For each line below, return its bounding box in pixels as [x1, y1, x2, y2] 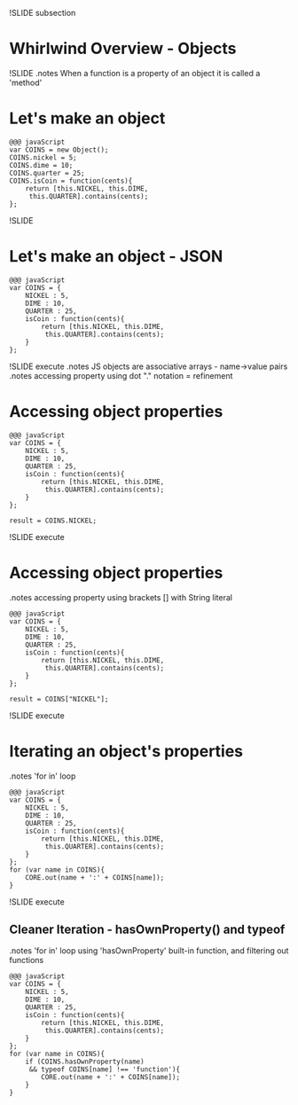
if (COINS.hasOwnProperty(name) [25, 1057, 145, 1067]
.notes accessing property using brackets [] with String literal [9, 592, 233, 602]
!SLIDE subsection [9, 8, 76, 18]
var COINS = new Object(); [9, 145, 109, 154]
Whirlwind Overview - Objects [9, 39, 237, 59]
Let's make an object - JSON [9, 247, 223, 267]
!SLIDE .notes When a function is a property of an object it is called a [9, 67, 261, 78]
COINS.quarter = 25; [9, 168, 86, 177]
